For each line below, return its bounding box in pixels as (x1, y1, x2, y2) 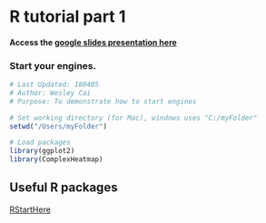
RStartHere (9, 204, 52, 215)
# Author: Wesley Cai (9, 88, 92, 97)
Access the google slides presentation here (9, 36, 177, 47)
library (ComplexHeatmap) (9, 155, 103, 164)
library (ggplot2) (9, 147, 75, 156)
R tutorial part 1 (9, 6, 126, 27)
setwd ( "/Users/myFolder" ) (9, 121, 107, 131)
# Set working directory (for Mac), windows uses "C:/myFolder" (9, 113, 258, 122)
